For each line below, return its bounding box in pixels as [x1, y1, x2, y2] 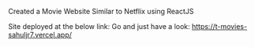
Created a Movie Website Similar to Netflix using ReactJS [8, 7, 194, 16]
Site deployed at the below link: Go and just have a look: [8, 22, 191, 31]
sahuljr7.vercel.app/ [8, 31, 73, 39]
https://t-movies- [191, 22, 247, 31]
